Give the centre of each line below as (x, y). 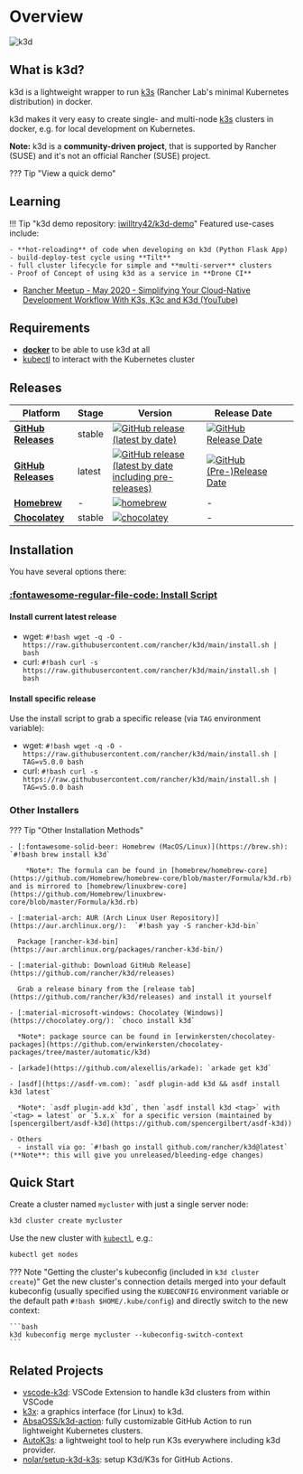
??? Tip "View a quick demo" (63, 173)
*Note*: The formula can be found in (96, 870)
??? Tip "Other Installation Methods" (77, 830)
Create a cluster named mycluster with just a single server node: (129, 1205)
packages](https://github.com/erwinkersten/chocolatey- (116, 1044)
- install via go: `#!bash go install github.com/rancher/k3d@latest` (153, 1147)
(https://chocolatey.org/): (62, 1020)
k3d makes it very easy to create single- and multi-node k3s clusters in (142, 118)
